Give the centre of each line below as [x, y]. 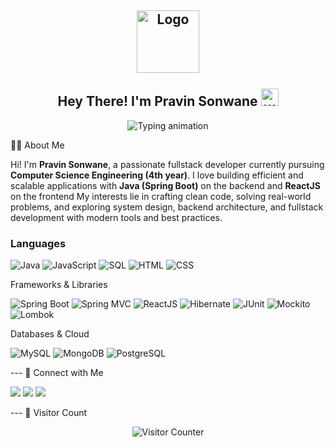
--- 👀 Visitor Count [49, 413]
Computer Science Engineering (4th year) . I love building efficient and [157, 175]
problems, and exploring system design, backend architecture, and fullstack [167, 207]
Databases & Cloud [50, 334]
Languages [38, 243]
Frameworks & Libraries [59, 285]
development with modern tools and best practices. [116, 217]
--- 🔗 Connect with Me [57, 373]
